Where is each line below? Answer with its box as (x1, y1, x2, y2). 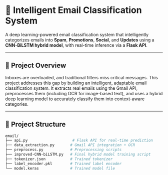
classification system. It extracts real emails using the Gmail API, (5, 85, 138, 91)
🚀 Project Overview (5, 61, 66, 70)
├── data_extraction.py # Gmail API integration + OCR (5, 143, 135, 148)
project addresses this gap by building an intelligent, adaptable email (5, 80, 147, 86)
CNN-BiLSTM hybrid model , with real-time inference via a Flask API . (5, 42, 147, 48)
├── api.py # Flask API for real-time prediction (5, 138, 153, 143)
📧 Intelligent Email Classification (5, 4, 142, 16)
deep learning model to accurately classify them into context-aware (5, 96, 145, 102)
